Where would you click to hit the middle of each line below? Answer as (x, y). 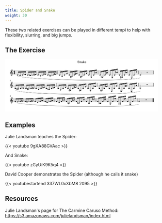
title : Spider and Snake (30, 10)
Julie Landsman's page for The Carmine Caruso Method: (62, 210)
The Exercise (25, 50)
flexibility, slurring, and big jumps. (39, 35)
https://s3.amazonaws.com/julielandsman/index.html (58, 215)
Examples (20, 125)
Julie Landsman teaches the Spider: (41, 137)
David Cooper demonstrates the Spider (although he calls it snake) (72, 174)
